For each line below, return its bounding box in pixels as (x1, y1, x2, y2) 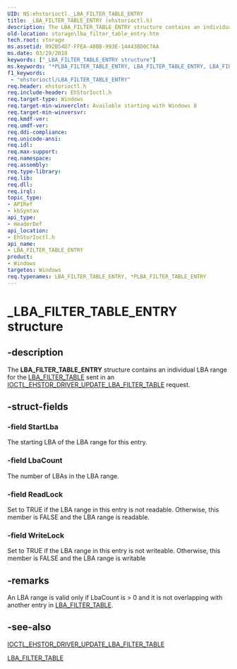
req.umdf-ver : (7, 122, 49, 129)
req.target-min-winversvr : (7, 109, 87, 116)
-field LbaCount (7, 456, 63, 466)
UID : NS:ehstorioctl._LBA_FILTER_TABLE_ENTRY (7, 10, 143, 18)
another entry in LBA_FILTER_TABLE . (7, 601, 114, 610)
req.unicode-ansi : (7, 135, 61, 142)
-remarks (7, 574, 49, 586)
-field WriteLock (7, 531, 65, 540)
